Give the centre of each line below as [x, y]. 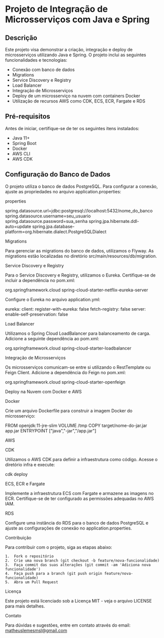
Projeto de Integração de [57, 9]
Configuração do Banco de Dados [58, 174]
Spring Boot [24, 143]
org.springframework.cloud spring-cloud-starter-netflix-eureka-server [77, 290]
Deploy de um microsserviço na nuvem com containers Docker [76, 96]
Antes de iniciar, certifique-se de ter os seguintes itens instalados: [72, 128]
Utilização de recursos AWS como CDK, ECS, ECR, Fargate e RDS [79, 101]
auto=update [18, 226]
